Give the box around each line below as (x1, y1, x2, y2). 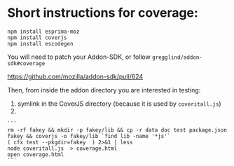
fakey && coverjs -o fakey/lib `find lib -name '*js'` (7, 132, 171, 139)
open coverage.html (7, 151, 64, 158)
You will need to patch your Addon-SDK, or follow (7, 53, 151, 61)
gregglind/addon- (151, 54, 203, 61)
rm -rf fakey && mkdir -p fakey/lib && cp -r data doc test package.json (7, 126, 228, 134)
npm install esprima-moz (7, 28, 80, 35)
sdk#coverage (7, 60, 46, 67)
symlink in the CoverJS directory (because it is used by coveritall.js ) (17, 99, 222, 108)
